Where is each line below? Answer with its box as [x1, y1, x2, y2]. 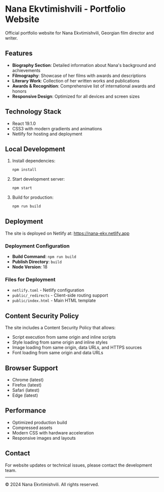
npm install [12, 167, 37, 172]
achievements [12, 67, 41, 73]
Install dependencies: [12, 158, 56, 164]
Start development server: [12, 176, 65, 182]
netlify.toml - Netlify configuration [12, 287, 84, 293]
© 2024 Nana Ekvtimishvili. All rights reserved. [5, 481, 99, 487]
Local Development [5, 145, 65, 153]
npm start [12, 185, 33, 191]
